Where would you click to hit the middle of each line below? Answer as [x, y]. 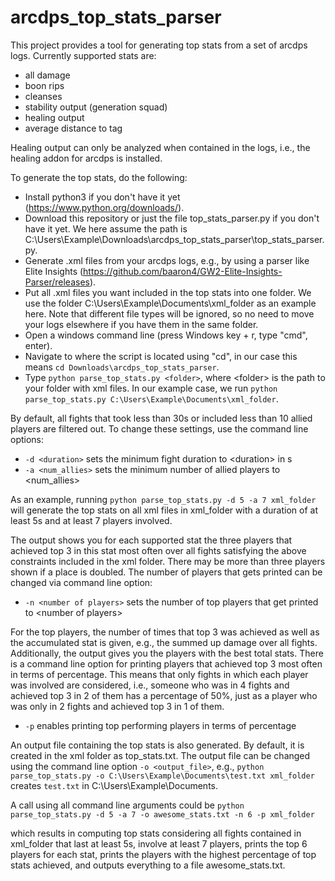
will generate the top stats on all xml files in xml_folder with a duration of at [164, 510]
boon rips [44, 85]
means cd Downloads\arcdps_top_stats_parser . [122, 367]
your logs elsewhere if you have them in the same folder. [141, 324]
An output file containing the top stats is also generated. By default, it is [157, 745]
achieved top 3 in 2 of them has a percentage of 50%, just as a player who [164, 695]
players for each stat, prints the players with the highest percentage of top [163, 854]
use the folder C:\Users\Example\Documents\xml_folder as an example [170, 303]
